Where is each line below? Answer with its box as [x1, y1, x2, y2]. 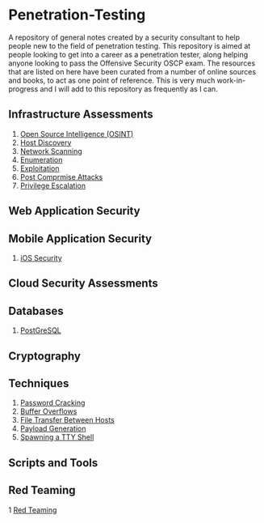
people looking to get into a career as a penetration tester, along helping [8, 49, 249, 59]
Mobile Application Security [8, 232, 152, 245]
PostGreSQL [19, 325, 62, 335]
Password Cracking [19, 398, 86, 408]
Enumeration [19, 155, 63, 164]
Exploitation [19, 164, 60, 173]
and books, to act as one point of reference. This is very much [8, 75, 216, 85]
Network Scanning [19, 146, 82, 155]
